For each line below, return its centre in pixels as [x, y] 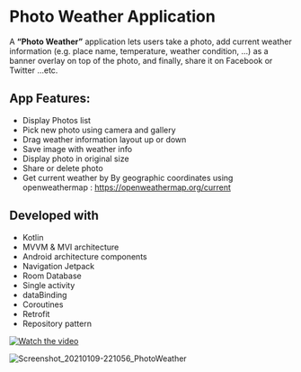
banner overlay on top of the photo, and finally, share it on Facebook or [141, 60]
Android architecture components [84, 256]
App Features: [50, 99]
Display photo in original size [75, 159]
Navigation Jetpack [58, 266]
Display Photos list [57, 120]
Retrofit [36, 313]
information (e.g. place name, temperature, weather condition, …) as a [139, 50]
